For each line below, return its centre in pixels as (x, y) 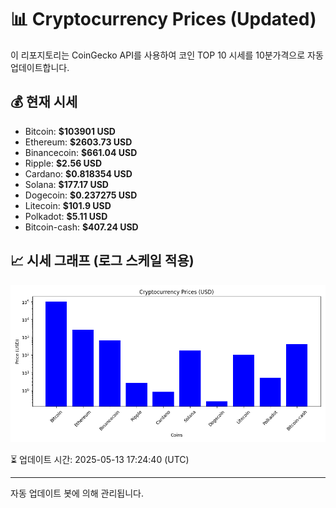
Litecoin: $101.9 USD (68, 205)
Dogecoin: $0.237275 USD (81, 195)
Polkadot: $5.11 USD (66, 216)
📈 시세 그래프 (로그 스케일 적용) (102, 261)
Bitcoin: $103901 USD (70, 131)
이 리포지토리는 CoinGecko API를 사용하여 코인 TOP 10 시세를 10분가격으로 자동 (167, 55)
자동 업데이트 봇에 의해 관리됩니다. (77, 493)
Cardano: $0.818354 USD (78, 173)
